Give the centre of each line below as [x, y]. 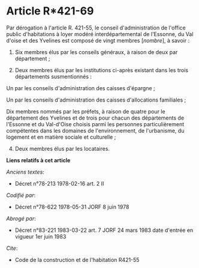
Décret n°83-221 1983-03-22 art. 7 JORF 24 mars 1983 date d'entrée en [104, 230]
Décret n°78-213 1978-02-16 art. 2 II [59, 183]
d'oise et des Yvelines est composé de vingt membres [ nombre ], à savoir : [98, 40]
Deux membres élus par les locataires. [62, 148]
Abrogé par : [21, 218]
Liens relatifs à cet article [38, 160]
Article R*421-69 [50, 11]
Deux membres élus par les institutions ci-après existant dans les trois [102, 70]
